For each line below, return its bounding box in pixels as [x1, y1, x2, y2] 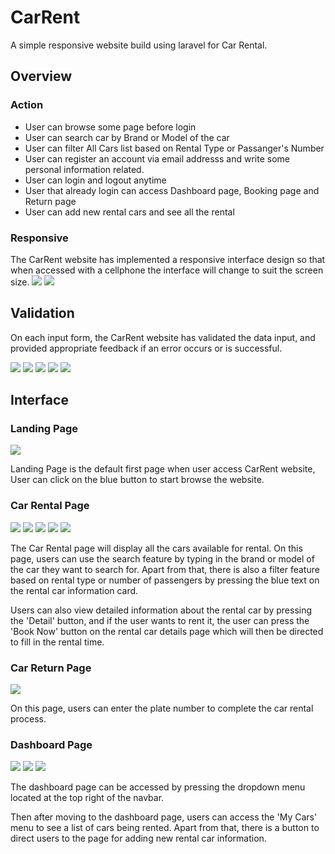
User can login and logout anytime [24, 174, 167, 186]
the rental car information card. [10, 584, 139, 596]
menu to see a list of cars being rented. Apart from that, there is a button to [10, 822, 320, 834]
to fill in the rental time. [10, 636, 105, 648]
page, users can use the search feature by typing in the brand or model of [10, 552, 315, 565]
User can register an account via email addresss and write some [24, 152, 290, 165]
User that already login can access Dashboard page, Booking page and [24, 184, 320, 196]
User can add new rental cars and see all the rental [24, 206, 235, 218]
